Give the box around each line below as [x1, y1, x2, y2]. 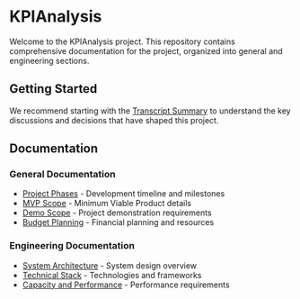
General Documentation [9, 168, 116, 181]
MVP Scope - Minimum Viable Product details [22, 198, 191, 209]
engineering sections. [9, 55, 90, 66]
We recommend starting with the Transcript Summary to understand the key [9, 105, 291, 116]
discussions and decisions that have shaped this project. [9, 114, 219, 125]
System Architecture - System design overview [22, 259, 198, 271]
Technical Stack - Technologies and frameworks [22, 269, 202, 280]
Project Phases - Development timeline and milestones [22, 188, 225, 199]
